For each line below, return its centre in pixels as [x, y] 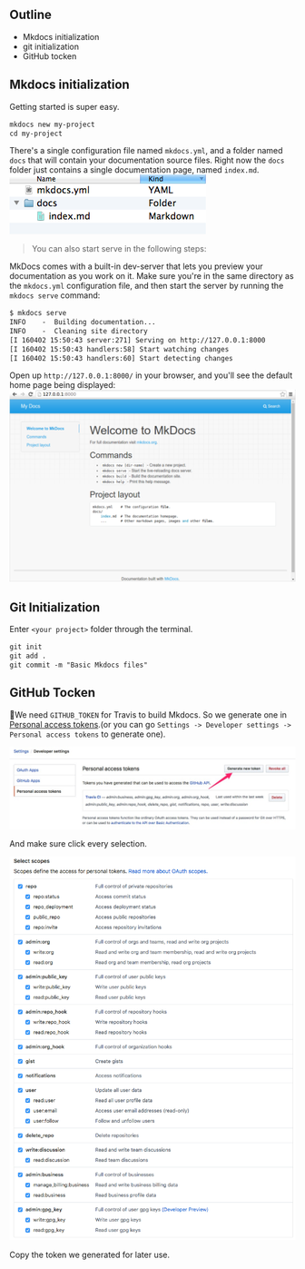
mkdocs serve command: [55, 295]
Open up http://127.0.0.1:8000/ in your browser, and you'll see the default [151, 375]
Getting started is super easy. [64, 106]
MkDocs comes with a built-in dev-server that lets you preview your [136, 266]
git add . [28, 656]
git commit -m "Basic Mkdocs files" [79, 665]
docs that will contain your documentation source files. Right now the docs [147, 160]
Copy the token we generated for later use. [90, 1255]
